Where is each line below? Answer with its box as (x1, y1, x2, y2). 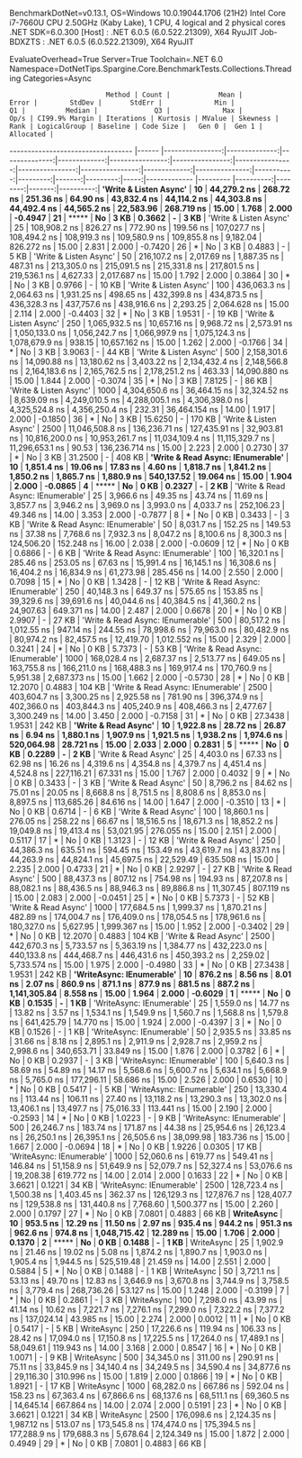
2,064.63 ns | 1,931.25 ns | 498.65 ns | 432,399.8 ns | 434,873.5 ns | (9, 289, 263, 300)
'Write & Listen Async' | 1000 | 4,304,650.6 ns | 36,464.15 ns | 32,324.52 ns (9, 385, 289, 396)
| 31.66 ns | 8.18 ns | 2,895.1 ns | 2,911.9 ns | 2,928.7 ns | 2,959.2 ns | (9, 1036, 262, 1046)
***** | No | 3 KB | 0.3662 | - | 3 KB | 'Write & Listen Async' (67, 213, 290, 223)
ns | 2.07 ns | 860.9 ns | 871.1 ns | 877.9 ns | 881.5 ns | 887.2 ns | (9, 979, 255, 989)
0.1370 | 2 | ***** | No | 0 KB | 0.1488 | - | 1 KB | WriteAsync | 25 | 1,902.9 (9, 1237, 284, 1247)
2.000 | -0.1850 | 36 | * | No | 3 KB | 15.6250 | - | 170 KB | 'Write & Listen (9, 414, 277, 424)
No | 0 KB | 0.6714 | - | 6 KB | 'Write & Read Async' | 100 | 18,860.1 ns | (9, 806, 270, 816)
